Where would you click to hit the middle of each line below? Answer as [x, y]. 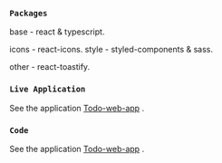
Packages [29, 13]
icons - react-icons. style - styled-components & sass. [111, 50]
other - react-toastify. [50, 67]
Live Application [48, 89]
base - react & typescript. [57, 32]
